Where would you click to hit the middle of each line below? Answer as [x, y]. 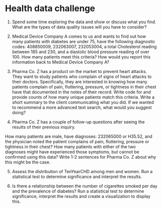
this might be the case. [28, 162]
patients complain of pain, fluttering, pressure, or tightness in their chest [84, 87]
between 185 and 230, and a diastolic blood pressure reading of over [81, 52]
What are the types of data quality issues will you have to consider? [79, 27]
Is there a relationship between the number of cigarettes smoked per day [85, 186]
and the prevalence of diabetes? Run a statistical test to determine [78, 191]
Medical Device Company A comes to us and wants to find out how [79, 36]
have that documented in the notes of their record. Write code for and [81, 92]
